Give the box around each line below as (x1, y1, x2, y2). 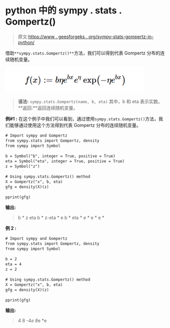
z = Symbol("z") (5, 164, 40, 169)
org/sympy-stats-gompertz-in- (88, 33, 154, 40)
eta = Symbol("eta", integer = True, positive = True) (5, 159, 125, 164)
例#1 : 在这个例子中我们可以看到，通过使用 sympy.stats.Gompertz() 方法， (5, 115, 159, 122)
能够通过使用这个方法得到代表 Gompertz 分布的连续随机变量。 (9, 122, 141, 128)
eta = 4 (5, 261, 22, 267)
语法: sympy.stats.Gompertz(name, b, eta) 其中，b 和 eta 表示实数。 (17, 98, 163, 104)
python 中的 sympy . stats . (5, 5, 122, 16)
